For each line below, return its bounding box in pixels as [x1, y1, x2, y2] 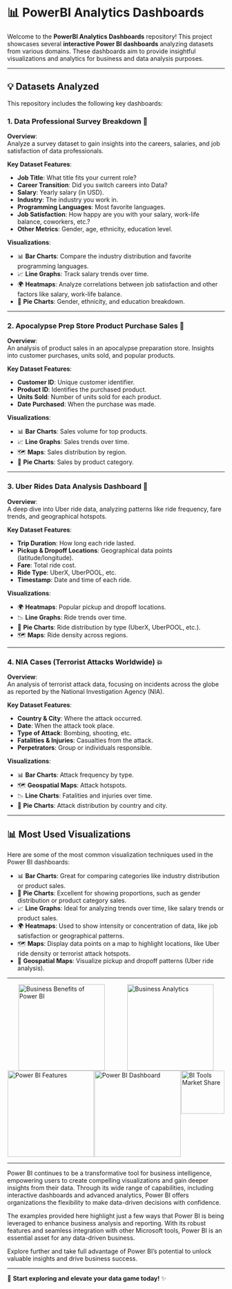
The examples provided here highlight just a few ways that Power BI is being [7, 1212, 224, 1220]
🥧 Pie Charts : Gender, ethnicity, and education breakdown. [17, 298, 185, 306]
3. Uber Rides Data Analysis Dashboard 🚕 [7, 482, 148, 492]
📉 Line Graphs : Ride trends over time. [17, 613, 126, 621]
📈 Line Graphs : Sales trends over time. [17, 438, 130, 446]
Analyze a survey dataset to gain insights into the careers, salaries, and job [7, 139, 221, 148]
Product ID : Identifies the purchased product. [17, 385, 147, 394]
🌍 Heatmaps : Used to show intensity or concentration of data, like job [17, 922, 219, 930]
